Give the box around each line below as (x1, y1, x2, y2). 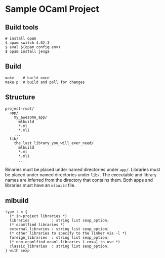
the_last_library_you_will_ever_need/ (14, 140, 94, 146)
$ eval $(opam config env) (5, 45, 61, 50)
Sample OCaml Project (5, 3, 100, 15)
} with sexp (5, 248, 30, 253)
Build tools (5, 23, 39, 32)
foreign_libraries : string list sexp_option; (9, 235, 110, 240)
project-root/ (5, 106, 35, 111)
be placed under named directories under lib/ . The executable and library (5, 171, 157, 178)
